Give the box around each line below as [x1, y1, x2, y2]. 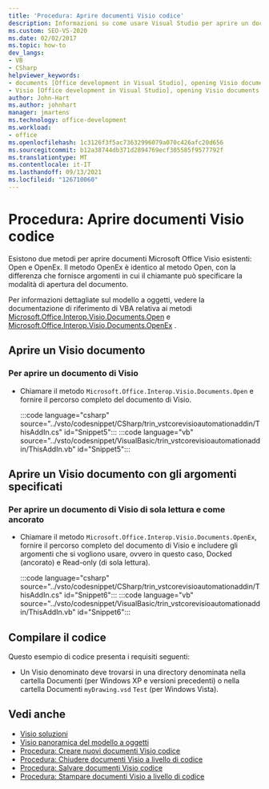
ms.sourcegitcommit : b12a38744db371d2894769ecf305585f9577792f [8, 146, 224, 154]
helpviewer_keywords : [8, 71, 81, 79]
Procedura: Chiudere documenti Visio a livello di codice [19, 755, 203, 764]
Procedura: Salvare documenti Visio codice [19, 763, 163, 772]
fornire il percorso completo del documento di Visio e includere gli [19, 540, 239, 550]
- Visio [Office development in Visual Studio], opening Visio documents [8, 86, 260, 95]
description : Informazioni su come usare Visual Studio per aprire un [8, 19, 249, 27]
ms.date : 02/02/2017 [8, 34, 78, 42]
